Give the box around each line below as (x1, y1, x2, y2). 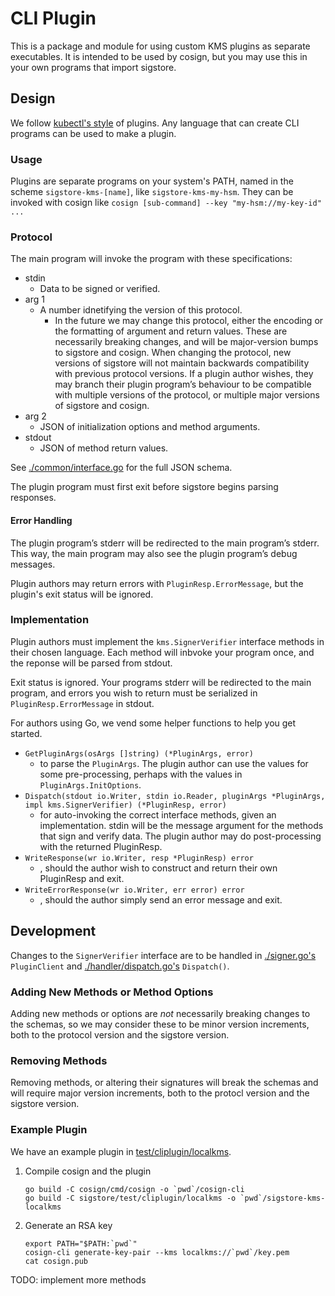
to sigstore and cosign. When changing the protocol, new (54, 347, 292, 359)
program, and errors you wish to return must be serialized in (10, 687, 258, 699)
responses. (10, 492, 57, 504)
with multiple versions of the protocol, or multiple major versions (54, 389, 320, 401)
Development (10, 923, 97, 940)
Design (10, 90, 56, 107)
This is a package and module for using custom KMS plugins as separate (10, 40, 311, 52)
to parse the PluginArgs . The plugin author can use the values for (39, 757, 309, 769)
